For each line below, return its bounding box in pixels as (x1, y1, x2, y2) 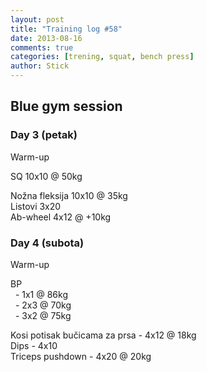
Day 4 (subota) (10, 236, 85, 250)
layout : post (10, 14, 65, 25)
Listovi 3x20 (10, 200, 62, 212)
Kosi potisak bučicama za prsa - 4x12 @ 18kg (10, 329, 197, 341)
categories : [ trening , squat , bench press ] (10, 52, 195, 62)
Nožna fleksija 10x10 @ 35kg (10, 189, 128, 201)
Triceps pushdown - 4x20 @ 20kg (10, 350, 152, 362)
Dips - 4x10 (10, 339, 58, 351)
